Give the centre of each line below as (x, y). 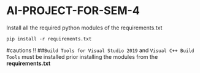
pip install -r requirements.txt (49, 39)
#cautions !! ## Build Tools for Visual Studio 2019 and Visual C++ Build (100, 50)
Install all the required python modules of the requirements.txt (84, 28)
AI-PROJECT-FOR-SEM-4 (73, 11)
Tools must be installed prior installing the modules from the (82, 56)
